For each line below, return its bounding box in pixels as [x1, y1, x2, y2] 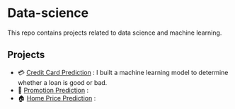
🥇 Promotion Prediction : [17, 86, 89, 94]
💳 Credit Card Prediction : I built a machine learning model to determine [17, 68, 229, 76]
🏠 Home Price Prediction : [17, 93, 96, 102]
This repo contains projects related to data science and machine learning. [7, 28, 222, 37]
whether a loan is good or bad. [17, 78, 108, 86]
